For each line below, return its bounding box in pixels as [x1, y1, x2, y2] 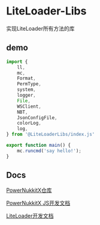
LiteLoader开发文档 [6, 212, 54, 220]
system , [17, 87, 36, 93]
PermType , [17, 81, 42, 87]
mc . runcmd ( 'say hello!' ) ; [17, 147, 82, 154]
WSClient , [17, 103, 42, 109]
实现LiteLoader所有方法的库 [6, 25, 75, 32]
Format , [17, 75, 36, 82]
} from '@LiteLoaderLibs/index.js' [6, 131, 95, 138]
